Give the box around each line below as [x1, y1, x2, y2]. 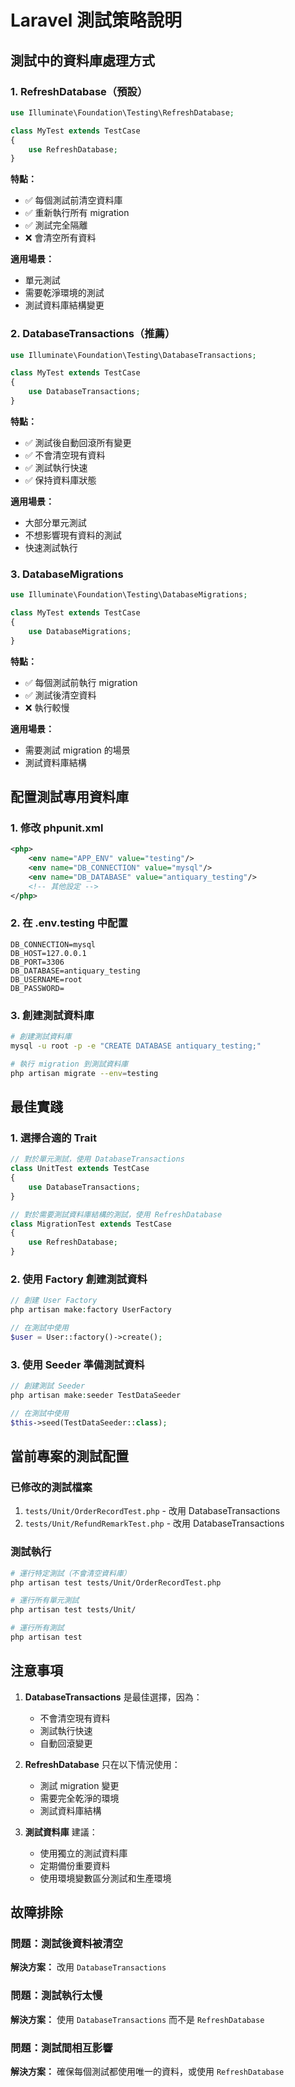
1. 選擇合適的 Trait [10, 1131, 97, 1145]
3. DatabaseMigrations [10, 567, 124, 581]
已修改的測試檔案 [10, 1480, 93, 1494]
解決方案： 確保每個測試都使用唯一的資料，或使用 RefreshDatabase [10, 2065, 285, 2077]
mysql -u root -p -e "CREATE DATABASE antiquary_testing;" [10, 1041, 262, 1051]
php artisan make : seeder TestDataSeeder [10, 1391, 182, 1401]
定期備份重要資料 [39, 1859, 111, 1871]
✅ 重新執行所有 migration [24, 207, 130, 219]
